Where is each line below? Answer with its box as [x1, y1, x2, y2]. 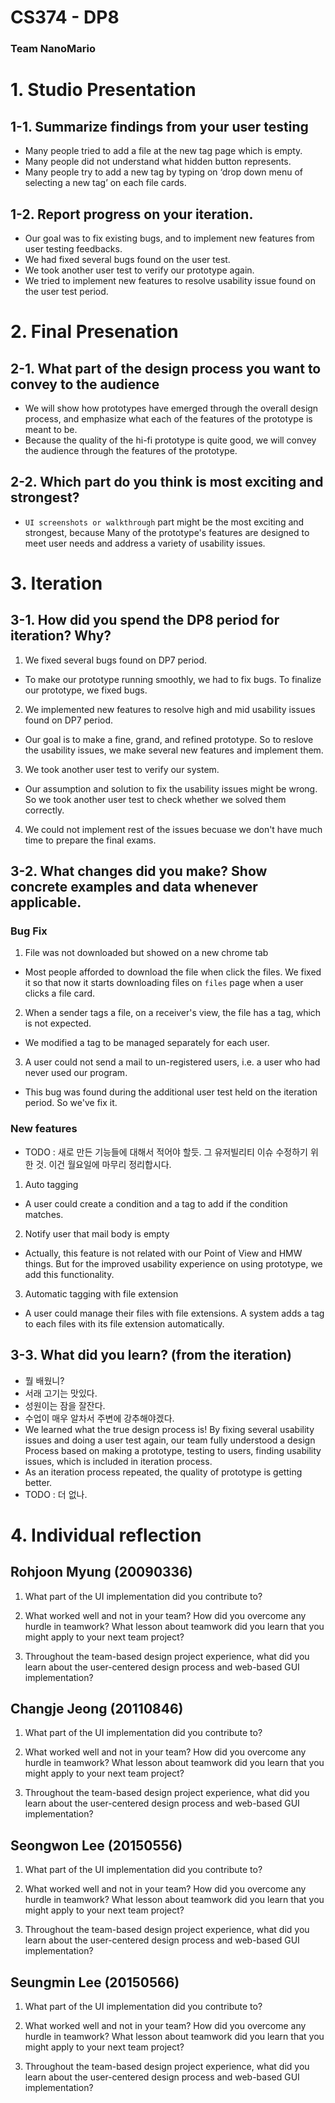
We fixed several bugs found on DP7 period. [24, 654, 208, 666]
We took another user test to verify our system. [24, 763, 220, 775]
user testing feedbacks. [24, 242, 123, 255]
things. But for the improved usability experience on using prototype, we [24, 1257, 323, 1270]
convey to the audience [10, 376, 160, 393]
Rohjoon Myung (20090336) [10, 1564, 193, 1581]
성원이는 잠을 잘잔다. [24, 1399, 106, 1411]
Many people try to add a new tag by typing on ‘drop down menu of [24, 166, 304, 178]
